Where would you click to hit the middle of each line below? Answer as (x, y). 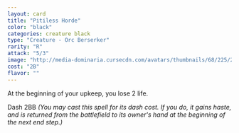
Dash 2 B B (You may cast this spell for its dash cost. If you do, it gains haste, (119, 107)
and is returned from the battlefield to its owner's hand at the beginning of (116, 115)
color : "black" (30, 27)
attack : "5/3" (28, 54)
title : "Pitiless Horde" (44, 21)
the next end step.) (35, 122)
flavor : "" (23, 73)
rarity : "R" (25, 47)
